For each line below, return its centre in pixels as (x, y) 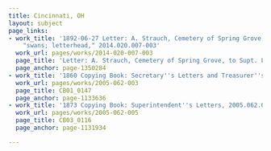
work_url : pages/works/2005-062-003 (77, 83)
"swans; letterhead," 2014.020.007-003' (92, 46)
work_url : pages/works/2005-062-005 (77, 113)
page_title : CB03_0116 (54, 120)
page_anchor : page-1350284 (61, 68)
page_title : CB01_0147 (54, 90)
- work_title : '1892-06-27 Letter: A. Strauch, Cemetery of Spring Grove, (137, 38)
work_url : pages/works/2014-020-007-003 (84, 53)
